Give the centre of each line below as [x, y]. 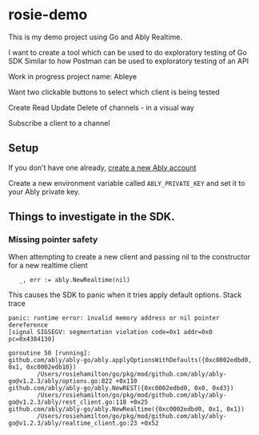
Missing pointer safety [53, 240]
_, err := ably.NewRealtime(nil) [74, 280]
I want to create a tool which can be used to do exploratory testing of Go [128, 52]
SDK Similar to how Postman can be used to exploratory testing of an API [129, 61]
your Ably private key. [44, 191]
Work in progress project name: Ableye [73, 76]
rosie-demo [48, 15]
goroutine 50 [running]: [50, 353]
